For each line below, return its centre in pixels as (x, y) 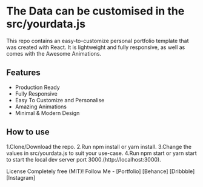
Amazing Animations (41, 107)
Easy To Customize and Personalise (60, 100)
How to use (28, 132)
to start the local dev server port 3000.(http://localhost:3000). (84, 159)
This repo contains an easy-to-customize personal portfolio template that (98, 41)
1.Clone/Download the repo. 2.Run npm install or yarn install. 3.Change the (99, 146)
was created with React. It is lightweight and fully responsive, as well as (96, 47)
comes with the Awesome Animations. (54, 53)
